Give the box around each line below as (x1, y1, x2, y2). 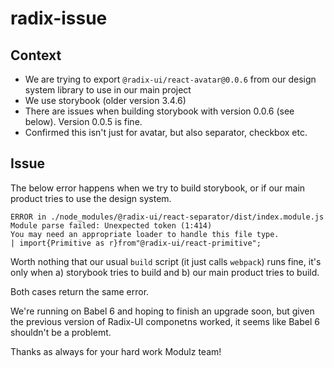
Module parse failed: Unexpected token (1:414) (10, 220, 213, 231)
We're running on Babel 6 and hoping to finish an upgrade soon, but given (10, 305, 315, 317)
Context (10, 47, 62, 64)
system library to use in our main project (24, 84, 192, 96)
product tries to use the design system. (10, 192, 172, 204)
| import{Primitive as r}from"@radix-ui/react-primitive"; (10, 238, 262, 248)
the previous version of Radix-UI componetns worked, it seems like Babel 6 (10, 315, 320, 327)
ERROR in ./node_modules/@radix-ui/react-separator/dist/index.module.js (10, 212, 325, 222)
